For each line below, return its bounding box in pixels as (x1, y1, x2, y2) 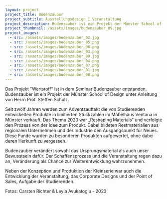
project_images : (5, 30, 39, 35)
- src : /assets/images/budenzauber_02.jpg (9, 35, 99, 40)
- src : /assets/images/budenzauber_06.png (9, 44, 99, 49)
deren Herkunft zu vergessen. (5, 138, 67, 144)
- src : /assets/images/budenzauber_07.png (9, 63, 99, 68)
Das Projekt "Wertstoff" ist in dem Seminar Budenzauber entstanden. (5, 86, 147, 92)
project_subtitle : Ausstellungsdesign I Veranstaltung (5, 16, 122, 21)
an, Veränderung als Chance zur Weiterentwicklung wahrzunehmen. (5, 158, 146, 164)
